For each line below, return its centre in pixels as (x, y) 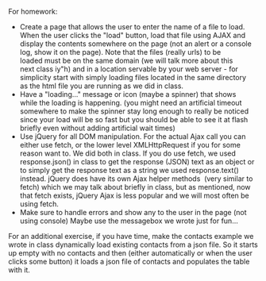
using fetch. (39, 204)
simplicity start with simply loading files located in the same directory (133, 77)
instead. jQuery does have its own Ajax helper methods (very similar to (136, 179)
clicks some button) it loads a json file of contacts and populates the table (129, 262)
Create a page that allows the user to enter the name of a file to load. (132, 27)
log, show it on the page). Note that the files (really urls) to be (120, 52)
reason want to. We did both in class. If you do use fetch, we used (128, 153)
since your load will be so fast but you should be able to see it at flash (134, 119)
